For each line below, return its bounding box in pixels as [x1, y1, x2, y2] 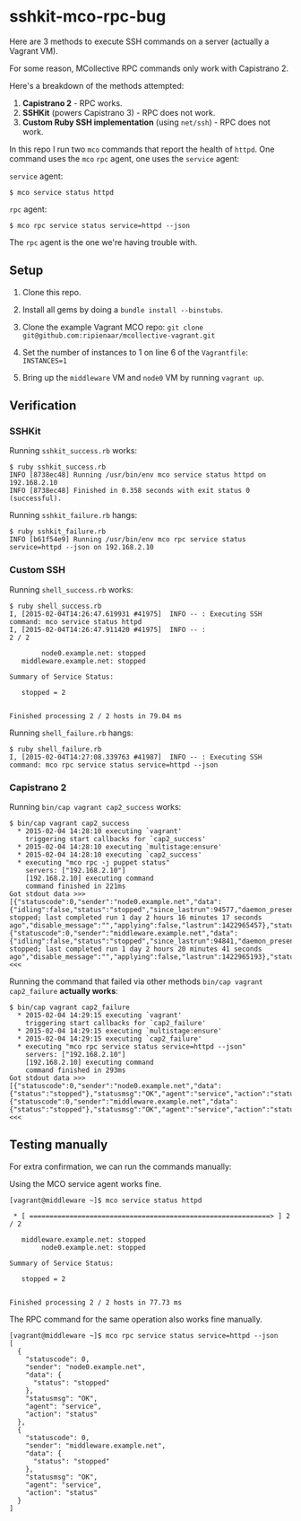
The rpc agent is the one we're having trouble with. [9, 236, 198, 248]
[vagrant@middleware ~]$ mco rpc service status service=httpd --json [9, 1331, 279, 1340]
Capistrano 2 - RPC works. [21, 97, 123, 109]
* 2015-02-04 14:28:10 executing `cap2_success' [17, 850, 202, 859]
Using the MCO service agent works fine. [9, 1178, 162, 1189]
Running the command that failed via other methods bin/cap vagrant [9, 976, 263, 987]
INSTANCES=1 [21, 356, 67, 365]
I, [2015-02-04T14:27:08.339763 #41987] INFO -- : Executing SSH [9, 752, 262, 761]
